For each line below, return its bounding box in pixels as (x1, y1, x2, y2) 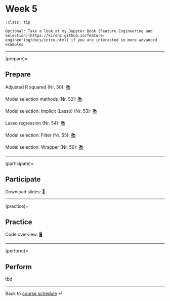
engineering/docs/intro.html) (5, 37, 69, 42)
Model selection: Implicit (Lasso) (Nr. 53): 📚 (5, 108, 97, 114)
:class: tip (5, 20, 30, 25)
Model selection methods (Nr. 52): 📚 (5, 96, 82, 102)
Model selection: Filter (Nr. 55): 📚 (5, 132, 76, 138)
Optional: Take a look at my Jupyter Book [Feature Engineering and (5, 28, 153, 33)
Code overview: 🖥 (5, 231, 42, 238)
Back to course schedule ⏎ (5, 290, 63, 296)
